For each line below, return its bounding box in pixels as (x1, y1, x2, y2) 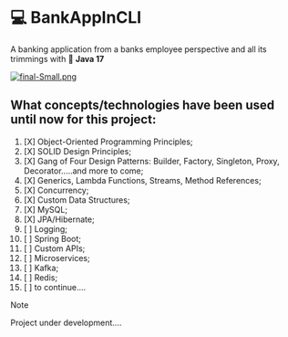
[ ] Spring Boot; (23, 233, 81, 244)
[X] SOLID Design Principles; (23, 145, 131, 156)
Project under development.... (10, 317, 122, 328)
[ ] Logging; (23, 223, 67, 234)
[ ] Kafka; (23, 262, 59, 273)
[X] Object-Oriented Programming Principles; (23, 136, 194, 147)
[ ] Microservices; (23, 252, 90, 263)
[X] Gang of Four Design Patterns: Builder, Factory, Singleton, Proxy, (23, 155, 281, 166)
